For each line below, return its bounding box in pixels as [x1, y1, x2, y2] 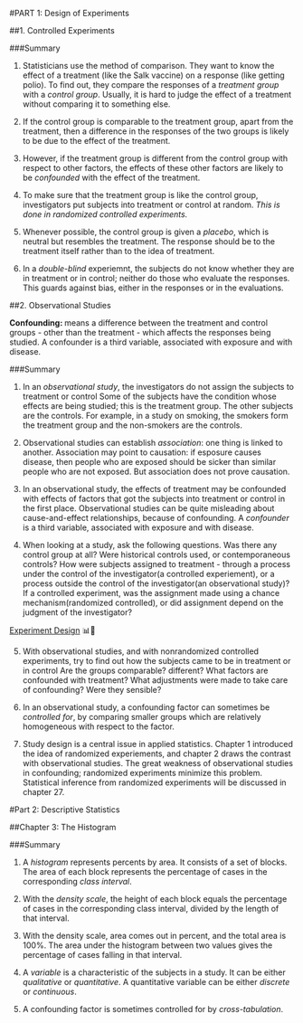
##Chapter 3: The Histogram [9, 822, 117, 832]
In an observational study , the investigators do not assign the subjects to [22, 382, 294, 392]
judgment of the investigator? [22, 607, 133, 618]
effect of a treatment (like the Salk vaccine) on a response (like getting [22, 70, 285, 81]
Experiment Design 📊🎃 [9, 625, 96, 636]
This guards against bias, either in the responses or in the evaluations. [22, 282, 284, 293]
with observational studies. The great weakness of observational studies [22, 758, 294, 768]
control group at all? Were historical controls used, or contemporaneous [22, 549, 291, 560]
